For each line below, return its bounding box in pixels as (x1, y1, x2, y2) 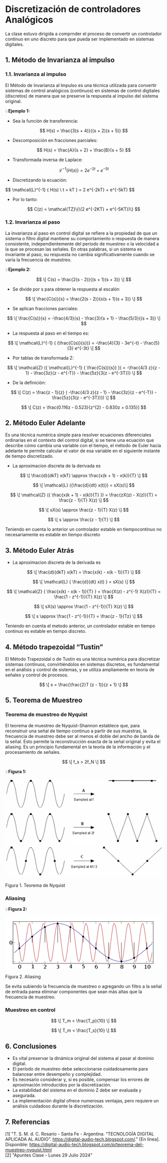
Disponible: (5, 1141, 28, 1147)
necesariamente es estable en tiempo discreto (5, 532, 101, 538)
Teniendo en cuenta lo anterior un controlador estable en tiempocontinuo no (5, 526, 162, 532)
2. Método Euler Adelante (5, 419, 86, 427)
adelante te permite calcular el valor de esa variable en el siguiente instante (5, 448, 161, 454)
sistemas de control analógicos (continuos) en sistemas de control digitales (5, 88, 161, 94)
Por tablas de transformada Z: (12, 355, 74, 361)
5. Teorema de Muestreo (5, 696, 83, 705)
